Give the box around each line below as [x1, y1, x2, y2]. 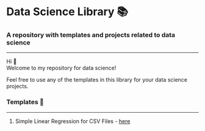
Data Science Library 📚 [6, 5, 129, 19]
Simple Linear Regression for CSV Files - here [15, 117, 131, 125]
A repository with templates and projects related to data [6, 31, 176, 40]
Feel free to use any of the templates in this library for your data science [6, 76, 188, 83]
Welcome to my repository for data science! [6, 65, 117, 72]
